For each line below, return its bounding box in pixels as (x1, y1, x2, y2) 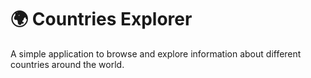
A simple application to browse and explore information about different (10, 47, 302, 60)
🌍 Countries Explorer (10, 8, 193, 31)
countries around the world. (10, 58, 125, 70)
